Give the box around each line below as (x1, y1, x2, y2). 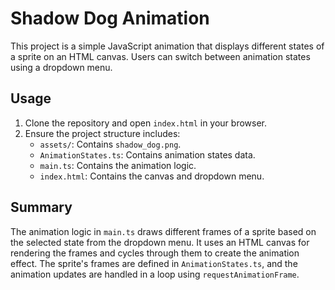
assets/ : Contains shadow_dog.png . (39, 138, 182, 150)
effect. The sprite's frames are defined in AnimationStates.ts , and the (10, 257, 298, 269)
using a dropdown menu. (10, 61, 113, 73)
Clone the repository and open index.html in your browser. (24, 117, 267, 129)
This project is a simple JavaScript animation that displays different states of (10, 40, 325, 52)
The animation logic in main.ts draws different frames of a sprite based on (10, 225, 317, 237)
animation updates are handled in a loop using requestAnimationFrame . (10, 268, 300, 280)
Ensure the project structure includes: (24, 127, 181, 139)
